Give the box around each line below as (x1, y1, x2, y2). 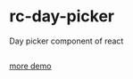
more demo (9, 60, 52, 71)
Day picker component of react (9, 36, 124, 46)
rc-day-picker (9, 6, 114, 27)
